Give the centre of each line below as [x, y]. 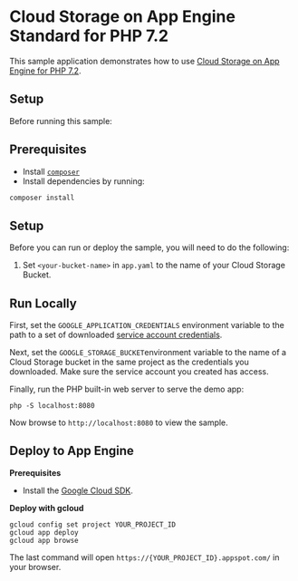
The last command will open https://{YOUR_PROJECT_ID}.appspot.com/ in [144, 557]
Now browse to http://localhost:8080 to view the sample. [119, 422]
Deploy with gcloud [47, 508]
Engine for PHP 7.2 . [45, 71]
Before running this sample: [61, 121]
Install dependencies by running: [83, 181]
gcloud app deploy [44, 532]
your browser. [35, 566]
